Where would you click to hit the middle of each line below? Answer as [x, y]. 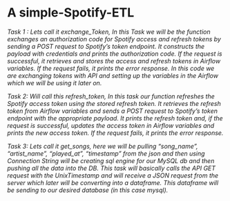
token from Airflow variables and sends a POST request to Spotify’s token [112, 111]
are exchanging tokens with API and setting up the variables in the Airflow [113, 75]
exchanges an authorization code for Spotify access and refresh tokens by [114, 39]
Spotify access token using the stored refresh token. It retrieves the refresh [114, 103]
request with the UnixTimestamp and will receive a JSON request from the [113, 175]
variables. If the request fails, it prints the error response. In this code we [111, 68]
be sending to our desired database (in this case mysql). [88, 190]
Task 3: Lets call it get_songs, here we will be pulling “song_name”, [103, 146]
